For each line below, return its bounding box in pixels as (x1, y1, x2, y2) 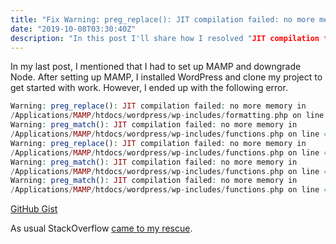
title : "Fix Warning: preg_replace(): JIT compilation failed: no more (10, 14, 315, 25)
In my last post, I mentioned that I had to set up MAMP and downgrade (10, 61, 302, 73)
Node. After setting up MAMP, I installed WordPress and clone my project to (10, 71, 323, 83)
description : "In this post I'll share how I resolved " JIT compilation (10, 33, 320, 43)
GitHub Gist (10, 203, 58, 215)
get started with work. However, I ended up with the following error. (10, 82, 288, 94)
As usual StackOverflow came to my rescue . (10, 222, 193, 235)
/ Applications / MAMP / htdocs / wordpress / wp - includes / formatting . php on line (10, 111, 325, 121)
